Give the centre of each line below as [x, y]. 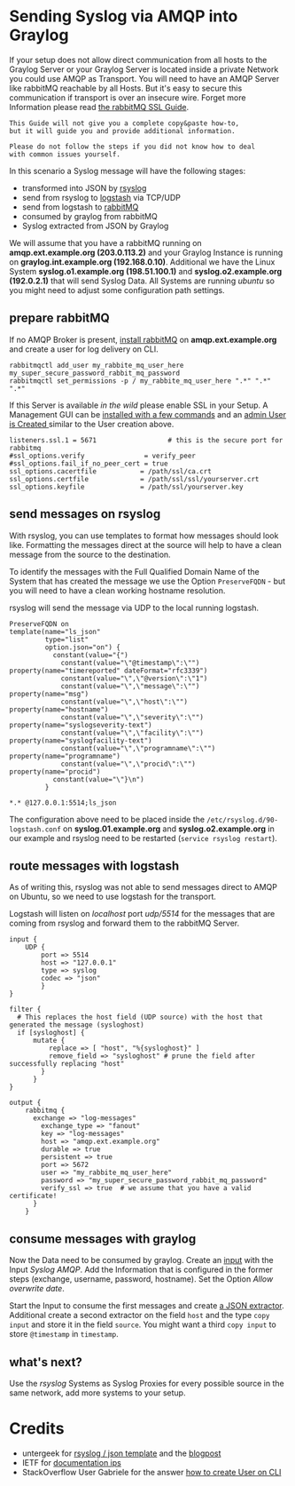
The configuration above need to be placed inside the [107, 819]
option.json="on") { [83, 647]
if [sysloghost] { [51, 1033]
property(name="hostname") [59, 709]
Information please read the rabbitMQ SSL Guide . [99, 107]
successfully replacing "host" [67, 1064]
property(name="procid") [55, 771]
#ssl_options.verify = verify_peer [103, 456]
